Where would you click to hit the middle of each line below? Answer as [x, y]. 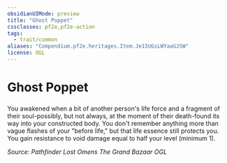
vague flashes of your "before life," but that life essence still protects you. [113, 131]
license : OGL [26, 53]
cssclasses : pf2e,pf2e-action [51, 27]
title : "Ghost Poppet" [40, 20]
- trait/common [36, 40]
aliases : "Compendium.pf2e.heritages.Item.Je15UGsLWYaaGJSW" [98, 46]
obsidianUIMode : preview [43, 14]
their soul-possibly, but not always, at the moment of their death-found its [113, 115]
